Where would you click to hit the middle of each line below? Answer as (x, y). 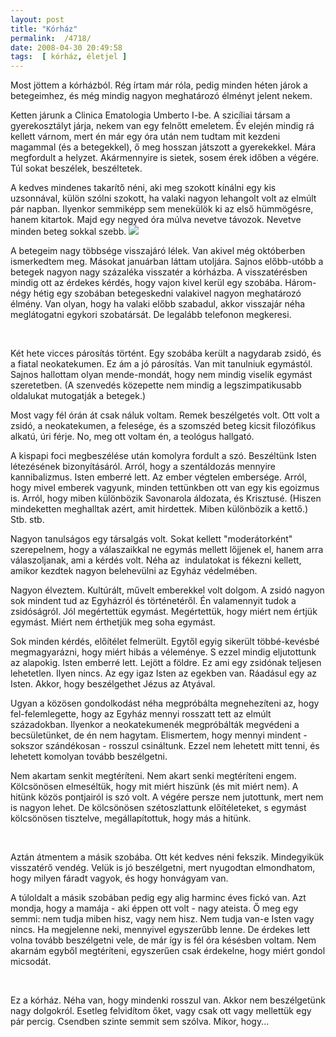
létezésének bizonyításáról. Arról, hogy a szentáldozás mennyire (143, 467)
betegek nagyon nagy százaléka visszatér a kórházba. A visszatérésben (159, 272)
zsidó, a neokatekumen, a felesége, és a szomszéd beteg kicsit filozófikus (163, 426)
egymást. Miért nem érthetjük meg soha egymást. (113, 622)
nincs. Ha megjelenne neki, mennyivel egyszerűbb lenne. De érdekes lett (160, 930)
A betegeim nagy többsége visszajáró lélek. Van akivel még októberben (158, 251)
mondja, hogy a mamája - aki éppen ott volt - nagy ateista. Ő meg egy (154, 908)
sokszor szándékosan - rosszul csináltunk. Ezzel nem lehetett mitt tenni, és (165, 746)
